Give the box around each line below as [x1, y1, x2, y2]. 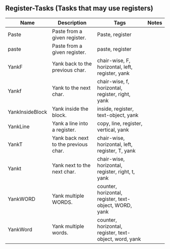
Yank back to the [52, 60, 92, 67]
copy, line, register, [97, 119, 143, 127]
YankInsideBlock [8, 108, 47, 115]
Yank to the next [52, 84, 91, 91]
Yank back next [52, 134, 89, 141]
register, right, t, [97, 168, 135, 175]
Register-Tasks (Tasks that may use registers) [5, 4, 153, 13]
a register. [52, 126, 76, 133]
